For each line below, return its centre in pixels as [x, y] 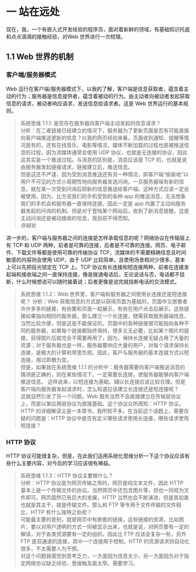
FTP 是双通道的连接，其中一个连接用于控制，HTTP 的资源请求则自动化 [105, 541]
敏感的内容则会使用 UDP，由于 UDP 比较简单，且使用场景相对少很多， [90, 259]
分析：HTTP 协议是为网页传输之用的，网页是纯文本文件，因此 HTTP [102, 483]
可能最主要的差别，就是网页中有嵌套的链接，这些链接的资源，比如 [99, 519]
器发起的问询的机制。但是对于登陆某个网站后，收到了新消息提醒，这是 [105, 210]
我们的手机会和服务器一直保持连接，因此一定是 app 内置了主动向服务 [103, 203]
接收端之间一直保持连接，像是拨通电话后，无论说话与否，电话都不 [100, 274]
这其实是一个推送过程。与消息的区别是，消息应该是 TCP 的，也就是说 [104, 160]
